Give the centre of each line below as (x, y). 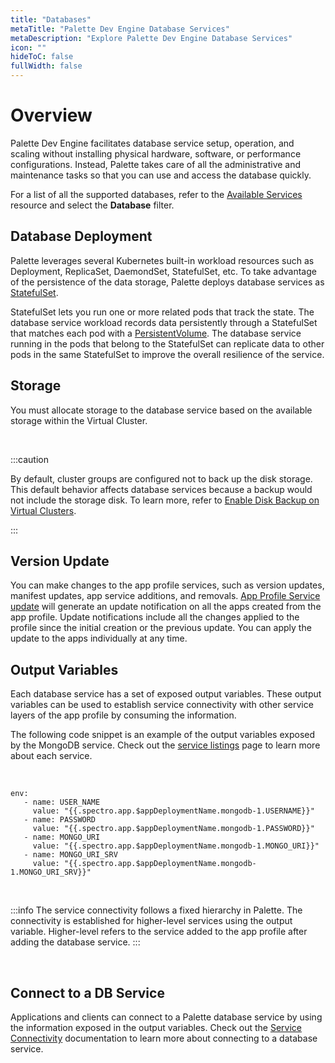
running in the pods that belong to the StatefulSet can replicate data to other (167, 343)
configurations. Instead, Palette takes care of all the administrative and (156, 164)
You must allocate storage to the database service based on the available (161, 410)
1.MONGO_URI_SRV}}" (51, 872)
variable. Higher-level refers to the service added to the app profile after (159, 932)
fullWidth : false (46, 66)
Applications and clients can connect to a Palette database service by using (166, 1017)
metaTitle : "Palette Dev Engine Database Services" (120, 29)
